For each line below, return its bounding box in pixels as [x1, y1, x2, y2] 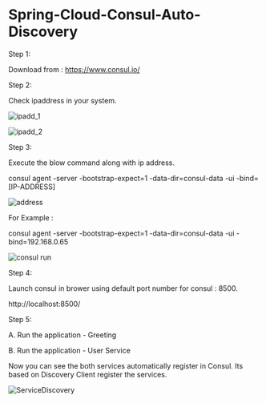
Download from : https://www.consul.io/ [8, 64, 140, 74]
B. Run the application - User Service [8, 345, 131, 355]
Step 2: [8, 80, 32, 90]
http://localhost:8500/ [8, 299, 81, 308]
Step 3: [8, 142, 32, 151]
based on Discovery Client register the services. [8, 369, 167, 379]
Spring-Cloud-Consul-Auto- [8, 6, 201, 24]
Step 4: [8, 268, 33, 277]
